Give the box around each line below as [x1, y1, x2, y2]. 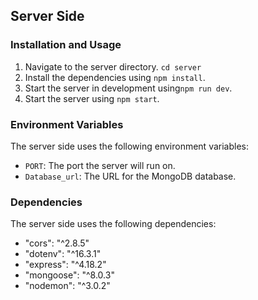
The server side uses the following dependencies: [10, 218, 217, 230]
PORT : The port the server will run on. [24, 159, 176, 171]
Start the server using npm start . [24, 92, 160, 104]
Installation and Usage [10, 38, 122, 52]
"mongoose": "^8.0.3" [24, 269, 115, 281]
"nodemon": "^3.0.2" [24, 280, 111, 292]
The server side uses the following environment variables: [10, 140, 249, 152]
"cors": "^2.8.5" [24, 237, 90, 249]
